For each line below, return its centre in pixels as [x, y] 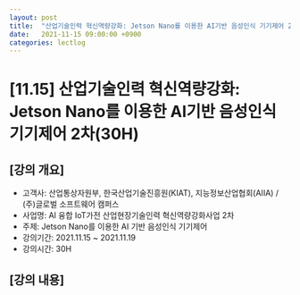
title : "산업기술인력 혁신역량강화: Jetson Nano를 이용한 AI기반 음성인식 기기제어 [147, 26]
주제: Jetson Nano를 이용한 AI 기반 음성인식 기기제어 [115, 227]
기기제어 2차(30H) [75, 134]
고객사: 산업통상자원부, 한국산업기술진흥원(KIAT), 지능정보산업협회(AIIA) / [150, 193]
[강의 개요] [37, 169]
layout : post [33, 17]
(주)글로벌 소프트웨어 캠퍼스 [71, 204]
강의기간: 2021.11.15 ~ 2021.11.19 [79, 238]
